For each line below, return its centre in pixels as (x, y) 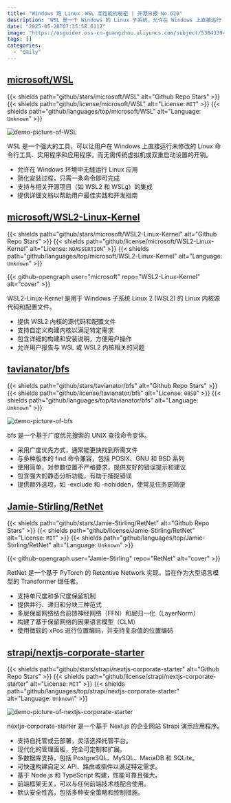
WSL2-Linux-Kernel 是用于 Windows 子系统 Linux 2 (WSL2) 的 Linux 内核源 (114, 298)
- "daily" (27, 52)
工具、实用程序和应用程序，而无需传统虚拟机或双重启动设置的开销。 (115, 154)
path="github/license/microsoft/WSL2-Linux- (150, 241)
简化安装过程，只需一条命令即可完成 (68, 178)
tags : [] (20, 39)
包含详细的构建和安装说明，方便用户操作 (74, 338)
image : (16, 33)
